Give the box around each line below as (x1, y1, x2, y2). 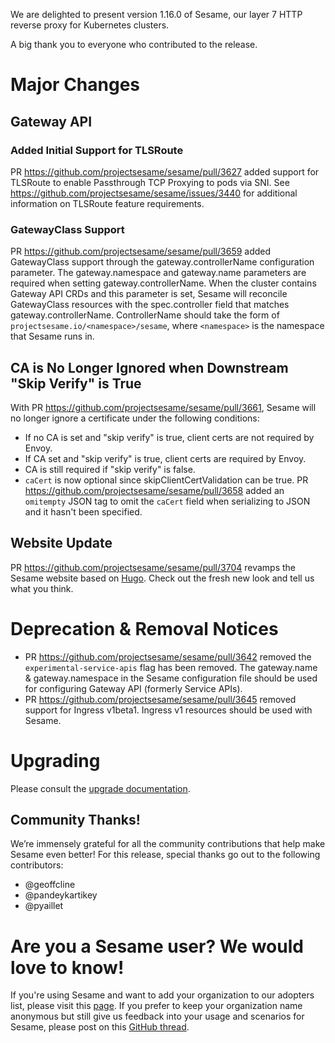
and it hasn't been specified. (24, 505, 143, 518)
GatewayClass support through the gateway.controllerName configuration (10, 256, 315, 268)
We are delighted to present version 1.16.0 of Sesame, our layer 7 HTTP (10, 9, 303, 20)
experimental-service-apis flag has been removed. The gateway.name (24, 661, 318, 673)
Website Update (10, 535, 113, 552)
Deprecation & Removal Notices (10, 617, 279, 640)
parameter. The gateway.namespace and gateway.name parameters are (10, 267, 307, 279)
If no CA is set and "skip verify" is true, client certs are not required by (24, 431, 315, 443)
